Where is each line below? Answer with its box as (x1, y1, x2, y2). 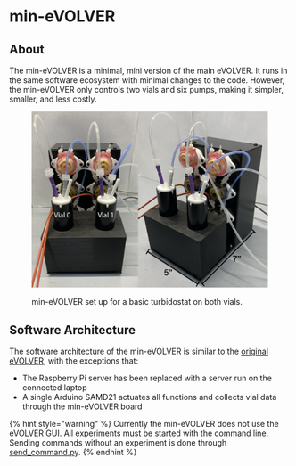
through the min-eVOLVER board (21, 401, 143, 412)
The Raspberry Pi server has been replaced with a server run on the (21, 372, 272, 384)
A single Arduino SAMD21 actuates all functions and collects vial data (21, 392, 277, 403)
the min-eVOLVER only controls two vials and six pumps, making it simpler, (9, 85, 284, 94)
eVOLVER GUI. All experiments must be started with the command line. (9, 428, 269, 438)
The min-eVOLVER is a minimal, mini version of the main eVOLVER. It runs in (9, 65, 288, 76)
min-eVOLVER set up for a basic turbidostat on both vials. (31, 297, 243, 307)
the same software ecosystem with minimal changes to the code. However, (9, 75, 285, 86)
